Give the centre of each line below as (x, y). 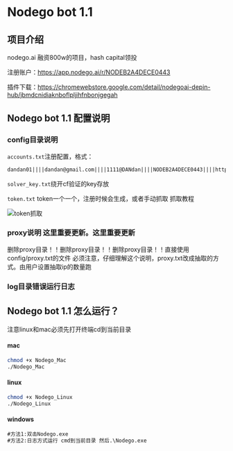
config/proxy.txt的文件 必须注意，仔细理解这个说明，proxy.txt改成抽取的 (110, 258)
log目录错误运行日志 (41, 286)
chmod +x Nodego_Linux (40, 397)
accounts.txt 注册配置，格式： (50, 156)
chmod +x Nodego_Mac (37, 360)
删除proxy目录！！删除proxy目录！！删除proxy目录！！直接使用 (98, 249)
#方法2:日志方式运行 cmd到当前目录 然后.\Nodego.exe (77, 441)
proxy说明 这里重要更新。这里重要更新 (71, 233)
